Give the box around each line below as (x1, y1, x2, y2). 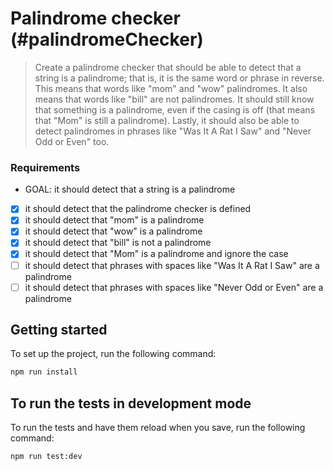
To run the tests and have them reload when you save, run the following (10, 422, 306, 434)
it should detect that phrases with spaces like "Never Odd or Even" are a (24, 281, 324, 293)
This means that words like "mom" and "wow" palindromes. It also (34, 82, 308, 94)
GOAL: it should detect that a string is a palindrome (24, 183, 236, 196)
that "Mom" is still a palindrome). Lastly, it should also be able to (34, 114, 300, 126)
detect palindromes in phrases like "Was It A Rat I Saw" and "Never (34, 125, 312, 137)
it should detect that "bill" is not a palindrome (24, 237, 212, 249)
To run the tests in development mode (10, 395, 252, 412)
